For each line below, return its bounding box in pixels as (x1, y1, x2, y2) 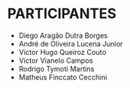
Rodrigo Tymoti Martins (18, 64, 95, 73)
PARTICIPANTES (7, 5, 117, 23)
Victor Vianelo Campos (18, 56, 93, 65)
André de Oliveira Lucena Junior (18, 38, 123, 48)
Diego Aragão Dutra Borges (18, 31, 108, 40)
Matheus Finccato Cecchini (18, 72, 107, 82)
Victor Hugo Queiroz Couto (18, 47, 107, 57)
